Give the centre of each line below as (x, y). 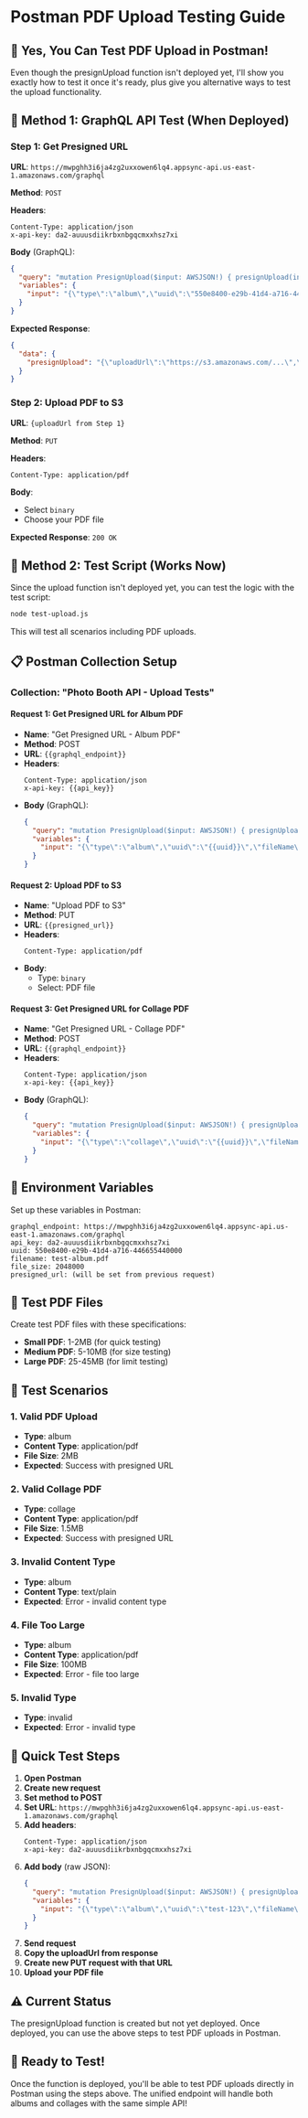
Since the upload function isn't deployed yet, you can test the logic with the (153, 588)
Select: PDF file (66, 988)
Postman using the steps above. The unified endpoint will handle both (142, 2093)
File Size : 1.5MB (53, 1528)
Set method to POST (63, 1798)
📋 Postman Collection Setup (94, 662)
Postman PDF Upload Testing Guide (148, 17)
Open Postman (52, 1778)
